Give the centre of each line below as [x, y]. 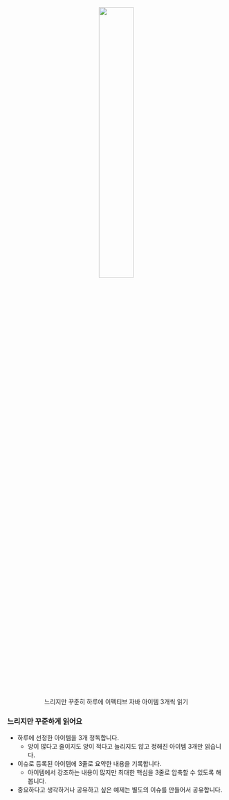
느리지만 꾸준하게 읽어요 [45, 721]
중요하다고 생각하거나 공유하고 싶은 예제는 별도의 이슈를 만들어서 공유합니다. [120, 790]
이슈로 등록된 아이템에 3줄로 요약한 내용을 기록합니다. [89, 764]
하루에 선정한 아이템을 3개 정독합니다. [68, 738]
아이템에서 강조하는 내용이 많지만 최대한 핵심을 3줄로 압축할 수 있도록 [121, 772]
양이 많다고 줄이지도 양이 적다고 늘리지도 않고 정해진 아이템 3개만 [115, 747]
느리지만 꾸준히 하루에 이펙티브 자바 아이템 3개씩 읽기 [116, 701]
